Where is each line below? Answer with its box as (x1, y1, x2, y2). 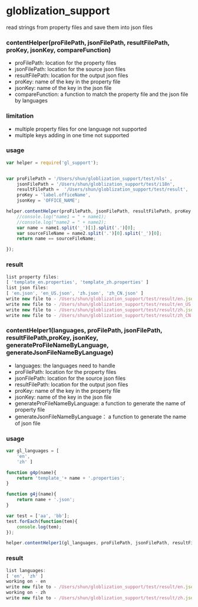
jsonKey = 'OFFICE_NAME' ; (16, 198, 81, 204)
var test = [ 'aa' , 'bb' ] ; (6, 513, 70, 519)
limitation (6, 112, 34, 120)
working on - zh (6, 590, 46, 596)
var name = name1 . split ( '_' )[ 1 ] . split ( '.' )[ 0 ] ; (16, 225, 136, 231)
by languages (14, 97, 48, 104)
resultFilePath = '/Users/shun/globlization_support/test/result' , (16, 186, 189, 193)
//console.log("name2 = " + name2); (16, 219, 107, 225)
